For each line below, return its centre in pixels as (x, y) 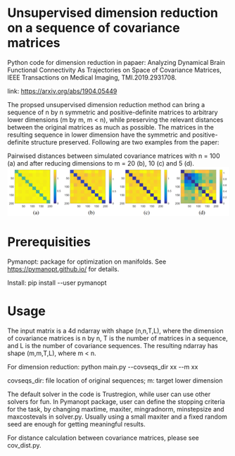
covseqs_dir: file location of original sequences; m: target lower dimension (115, 380)
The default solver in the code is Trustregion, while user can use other (109, 394)
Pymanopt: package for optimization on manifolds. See (87, 261)
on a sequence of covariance (94, 28)
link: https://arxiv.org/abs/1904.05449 (62, 91)
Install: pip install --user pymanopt (57, 283)
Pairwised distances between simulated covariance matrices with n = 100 (114, 156)
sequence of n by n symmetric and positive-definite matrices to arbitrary (113, 112)
